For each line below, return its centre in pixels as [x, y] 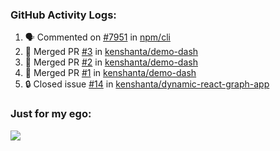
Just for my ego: [51, 114]
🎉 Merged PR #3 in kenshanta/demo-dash [111, 52]
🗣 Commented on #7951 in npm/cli [97, 37]
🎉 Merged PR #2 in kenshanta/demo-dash [111, 62]
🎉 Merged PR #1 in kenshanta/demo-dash [110, 73]
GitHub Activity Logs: [63, 15]
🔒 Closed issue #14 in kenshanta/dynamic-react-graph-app [147, 84]
